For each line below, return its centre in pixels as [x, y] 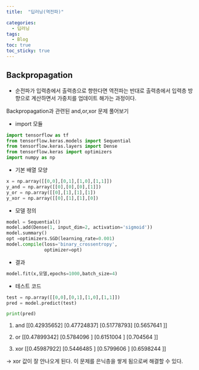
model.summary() [27, 233]
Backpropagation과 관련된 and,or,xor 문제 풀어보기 [67, 111]
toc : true [19, 45]
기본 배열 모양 [31, 170]
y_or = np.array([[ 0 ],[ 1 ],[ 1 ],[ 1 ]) [51, 193]
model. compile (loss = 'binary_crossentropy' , [62, 244]
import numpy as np [31, 158]
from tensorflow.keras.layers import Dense [62, 146]
